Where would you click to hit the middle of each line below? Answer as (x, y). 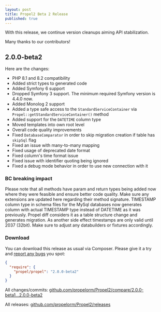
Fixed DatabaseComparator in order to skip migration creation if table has (83, 135)
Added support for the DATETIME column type (57, 120)
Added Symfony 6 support (38, 88)
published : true (21, 18)
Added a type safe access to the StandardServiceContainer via (74, 109)
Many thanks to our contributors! (38, 42)
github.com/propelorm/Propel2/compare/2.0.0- (96, 290)
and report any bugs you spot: (35, 254)
